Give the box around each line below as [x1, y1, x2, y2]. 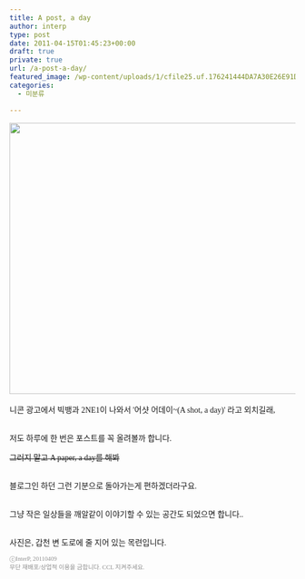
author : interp [9, 22, 67, 31]
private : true [9, 55, 64, 64]
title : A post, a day [9, 13, 92, 23]
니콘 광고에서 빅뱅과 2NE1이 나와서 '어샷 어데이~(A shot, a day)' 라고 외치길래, [9, 405, 276, 415]
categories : [9, 81, 54, 90]
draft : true [9, 47, 54, 56]
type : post [9, 30, 51, 39]
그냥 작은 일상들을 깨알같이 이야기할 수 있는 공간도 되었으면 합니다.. [9, 509, 244, 519]
